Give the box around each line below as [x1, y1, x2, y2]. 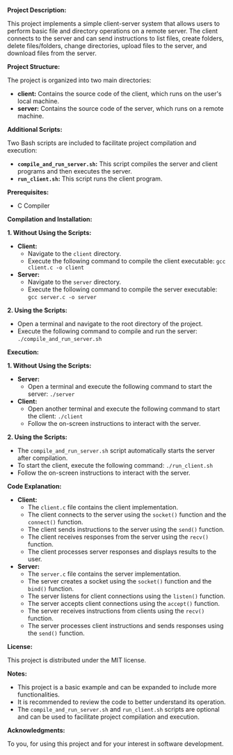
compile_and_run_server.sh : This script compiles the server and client [17, 160, 218, 168]
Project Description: [7, 6, 67, 14]
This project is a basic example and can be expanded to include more [17, 683, 217, 691]
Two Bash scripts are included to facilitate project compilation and [7, 139, 197, 147]
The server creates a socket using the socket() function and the [27, 577, 212, 585]
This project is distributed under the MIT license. [7, 656, 147, 664]
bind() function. [27, 585, 74, 593]
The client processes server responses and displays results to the [27, 547, 217, 556]
